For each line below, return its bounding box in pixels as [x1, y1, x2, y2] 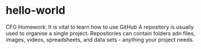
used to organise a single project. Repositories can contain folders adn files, [5, 29, 196, 36]
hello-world [5, 4, 66, 17]
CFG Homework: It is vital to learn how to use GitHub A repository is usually [5, 23, 194, 30]
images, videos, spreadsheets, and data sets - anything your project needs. [5, 36, 194, 43]
